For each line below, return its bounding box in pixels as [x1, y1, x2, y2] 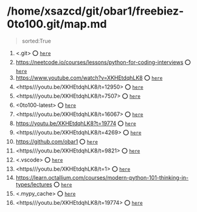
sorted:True [21, 37, 51, 44]
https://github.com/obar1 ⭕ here [15, 138, 98, 145]
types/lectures [15, 180, 52, 188]
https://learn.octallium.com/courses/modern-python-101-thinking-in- [15, 174, 189, 181]
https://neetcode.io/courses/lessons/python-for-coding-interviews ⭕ [15, 58, 191, 66]
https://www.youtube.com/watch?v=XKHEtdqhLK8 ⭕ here [15, 74, 163, 81]
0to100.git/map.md [7, 17, 107, 31]
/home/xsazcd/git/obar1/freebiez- [7, 4, 184, 18]
